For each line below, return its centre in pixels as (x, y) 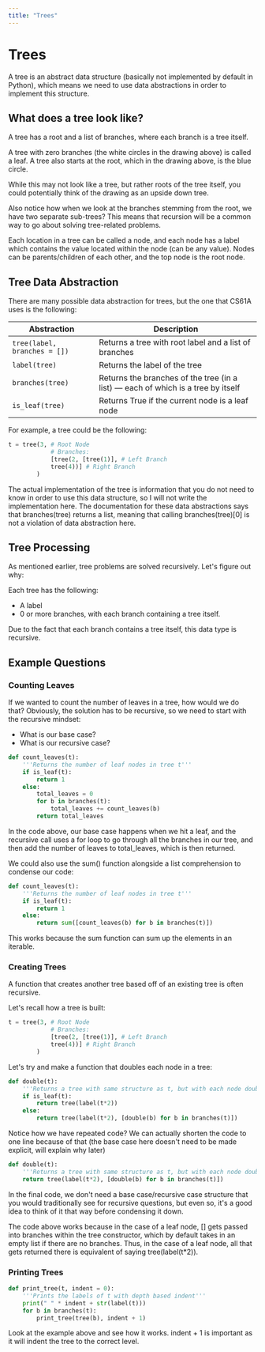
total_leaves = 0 (65, 794)
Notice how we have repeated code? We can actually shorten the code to (127, 1133)
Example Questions (57, 662)
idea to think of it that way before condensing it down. (96, 1211)
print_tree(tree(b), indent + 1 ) (91, 1318)
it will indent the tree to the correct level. (74, 1342)
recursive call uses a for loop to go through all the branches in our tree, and (131, 840)
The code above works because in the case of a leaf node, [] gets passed (128, 1226)
